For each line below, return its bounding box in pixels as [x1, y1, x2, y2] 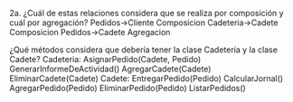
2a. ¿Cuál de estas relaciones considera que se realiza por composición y [9, 8, 284, 18]
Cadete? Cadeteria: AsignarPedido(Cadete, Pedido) [9, 54, 202, 64]
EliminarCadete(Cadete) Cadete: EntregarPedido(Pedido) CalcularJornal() [9, 73, 283, 84]
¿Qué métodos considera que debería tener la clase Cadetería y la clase [9, 44, 279, 55]
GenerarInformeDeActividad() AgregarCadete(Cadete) [9, 63, 212, 74]
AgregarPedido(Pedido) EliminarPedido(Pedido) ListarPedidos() [9, 83, 246, 93]
